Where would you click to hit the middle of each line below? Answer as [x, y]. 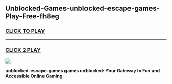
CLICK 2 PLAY [23, 50]
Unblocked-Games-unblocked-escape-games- [83, 8]
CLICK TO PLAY [25, 31]
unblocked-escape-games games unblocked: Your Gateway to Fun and [83, 70]
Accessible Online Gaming [34, 76]
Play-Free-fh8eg [33, 17]
